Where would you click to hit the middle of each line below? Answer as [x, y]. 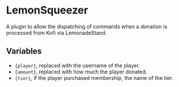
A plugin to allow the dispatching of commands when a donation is [87, 26]
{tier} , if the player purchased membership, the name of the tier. [94, 78]
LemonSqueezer [47, 10]
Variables [24, 51]
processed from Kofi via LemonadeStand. [57, 32]
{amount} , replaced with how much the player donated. [81, 72]
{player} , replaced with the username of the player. [77, 65]
